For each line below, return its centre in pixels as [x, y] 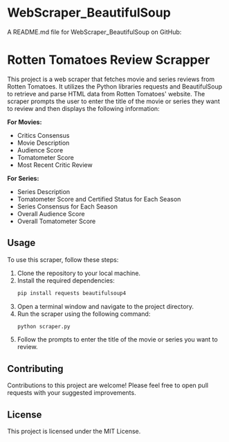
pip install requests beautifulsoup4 [72, 293]
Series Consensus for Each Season [67, 206]
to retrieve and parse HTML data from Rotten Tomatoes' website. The [106, 94]
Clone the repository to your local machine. [79, 273]
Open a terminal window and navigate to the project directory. [106, 306]
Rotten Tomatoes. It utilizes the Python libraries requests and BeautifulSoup [115, 86]
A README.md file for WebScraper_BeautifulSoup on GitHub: [94, 32]
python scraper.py [44, 326]
